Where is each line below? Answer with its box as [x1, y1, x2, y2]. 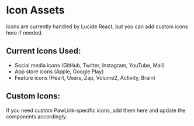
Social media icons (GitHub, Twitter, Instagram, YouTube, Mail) [14, 62, 165, 69]
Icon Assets [6, 4, 65, 17]
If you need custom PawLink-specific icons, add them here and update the [6, 107, 186, 114]
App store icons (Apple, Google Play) [14, 68, 104, 75]
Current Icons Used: [6, 46, 81, 56]
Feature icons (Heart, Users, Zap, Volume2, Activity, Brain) [14, 74, 156, 81]
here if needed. [6, 29, 43, 36]
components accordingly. [6, 113, 67, 120]
